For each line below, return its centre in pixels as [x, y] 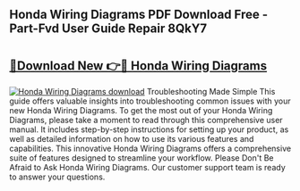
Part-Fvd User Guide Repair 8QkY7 [108, 29]
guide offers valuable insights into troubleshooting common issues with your [150, 101]
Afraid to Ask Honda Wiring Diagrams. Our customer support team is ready [148, 167]
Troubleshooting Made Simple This [211, 91]
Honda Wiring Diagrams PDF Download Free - [139, 15]
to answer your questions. [57, 177]
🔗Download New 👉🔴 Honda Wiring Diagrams [138, 66]
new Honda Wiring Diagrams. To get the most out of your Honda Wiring [141, 110]
